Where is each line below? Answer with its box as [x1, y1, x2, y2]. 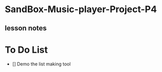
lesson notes [5, 24, 47, 32]
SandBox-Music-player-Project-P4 [5, 4, 157, 15]
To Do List [5, 44, 48, 55]
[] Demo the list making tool [12, 61, 71, 67]
